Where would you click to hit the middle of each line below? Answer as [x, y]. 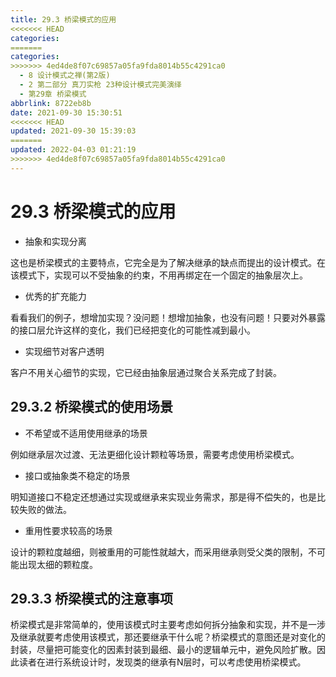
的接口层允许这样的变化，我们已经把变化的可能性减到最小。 [133, 330]
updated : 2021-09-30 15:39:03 [73, 131]
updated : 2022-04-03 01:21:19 [73, 150]
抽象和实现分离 [55, 241]
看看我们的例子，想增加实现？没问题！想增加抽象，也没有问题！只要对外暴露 [168, 317]
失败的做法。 [45, 509]
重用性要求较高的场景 [68, 530]
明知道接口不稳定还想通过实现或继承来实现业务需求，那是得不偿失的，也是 [163, 497]
